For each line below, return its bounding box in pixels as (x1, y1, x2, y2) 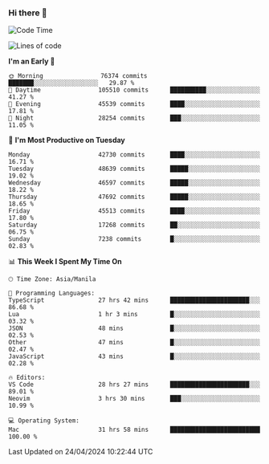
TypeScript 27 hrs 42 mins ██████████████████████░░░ (8, 296, 261, 304)
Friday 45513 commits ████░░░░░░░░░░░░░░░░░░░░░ (8, 207, 261, 215)
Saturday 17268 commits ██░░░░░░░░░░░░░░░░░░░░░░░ (8, 221, 261, 230)
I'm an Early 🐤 (8, 56, 55, 67)
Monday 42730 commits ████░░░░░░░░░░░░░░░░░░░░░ (8, 151, 261, 159)
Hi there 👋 (8, 7, 48, 18)
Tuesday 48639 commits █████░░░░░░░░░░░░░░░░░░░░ (8, 165, 261, 173)
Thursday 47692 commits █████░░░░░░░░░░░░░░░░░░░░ (8, 193, 261, 201)
